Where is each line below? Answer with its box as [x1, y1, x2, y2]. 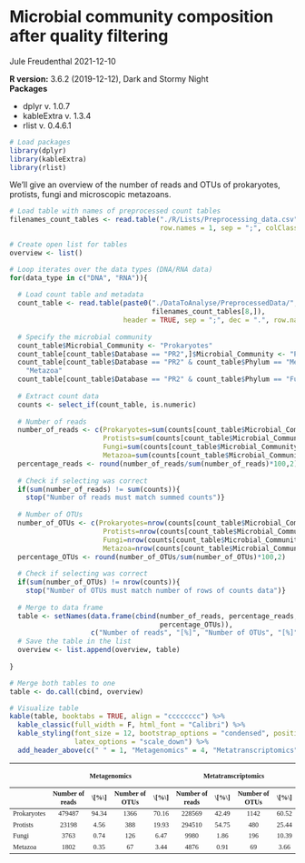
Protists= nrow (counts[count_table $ [103, 527, 238, 536]
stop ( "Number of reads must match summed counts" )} [25, 493, 225, 502]
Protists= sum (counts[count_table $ [103, 434, 233, 443]
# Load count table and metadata [17, 290, 144, 299]
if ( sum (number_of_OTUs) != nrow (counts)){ [17, 577, 181, 587]
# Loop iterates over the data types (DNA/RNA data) [9, 265, 213, 274]
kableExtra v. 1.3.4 [22, 110, 92, 121]
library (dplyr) [9, 146, 67, 156]
